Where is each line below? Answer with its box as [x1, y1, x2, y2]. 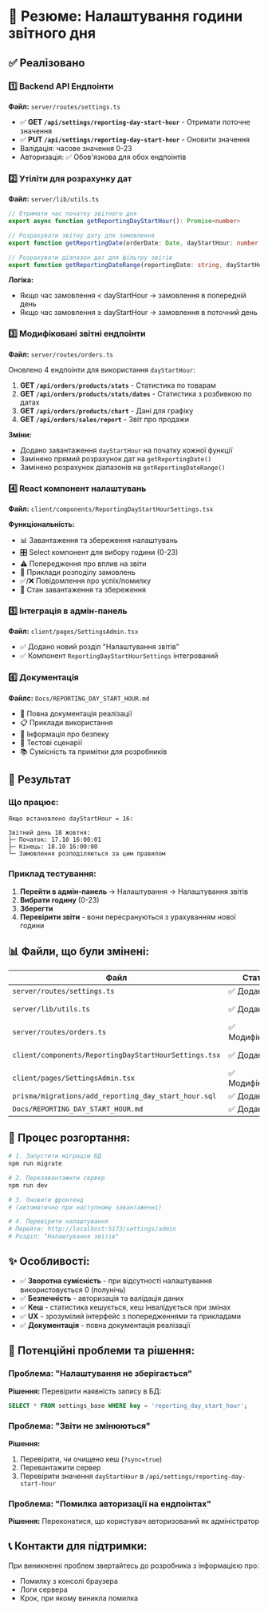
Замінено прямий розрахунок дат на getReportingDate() [19, 453, 212, 463]
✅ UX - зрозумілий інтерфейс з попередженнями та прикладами [19, 1311, 242, 1321]
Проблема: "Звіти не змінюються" [8, 1421, 151, 1432]
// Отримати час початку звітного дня [8, 209, 137, 218]
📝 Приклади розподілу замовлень [19, 568, 136, 577]
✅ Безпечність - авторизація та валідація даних [19, 1293, 184, 1302]
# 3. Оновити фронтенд [8, 1195, 84, 1204]
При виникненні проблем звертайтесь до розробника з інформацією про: [8, 1561, 259, 1570]
